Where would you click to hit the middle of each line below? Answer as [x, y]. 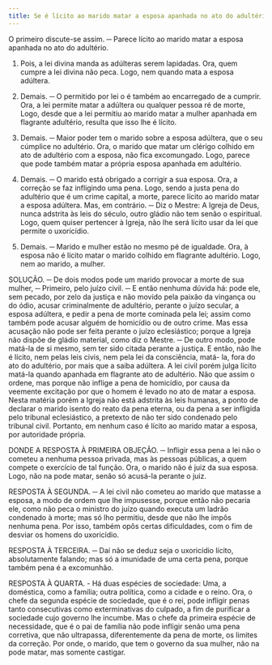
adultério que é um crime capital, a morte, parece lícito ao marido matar [140, 196]
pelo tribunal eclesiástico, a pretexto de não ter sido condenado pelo [123, 417]
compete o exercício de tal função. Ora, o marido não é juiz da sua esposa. [134, 467]
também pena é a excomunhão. [61, 567]
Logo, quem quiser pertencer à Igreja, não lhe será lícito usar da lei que [139, 222]
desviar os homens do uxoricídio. [64, 535]
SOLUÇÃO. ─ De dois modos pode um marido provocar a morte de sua [126, 279]
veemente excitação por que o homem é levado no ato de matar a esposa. [132, 391]
